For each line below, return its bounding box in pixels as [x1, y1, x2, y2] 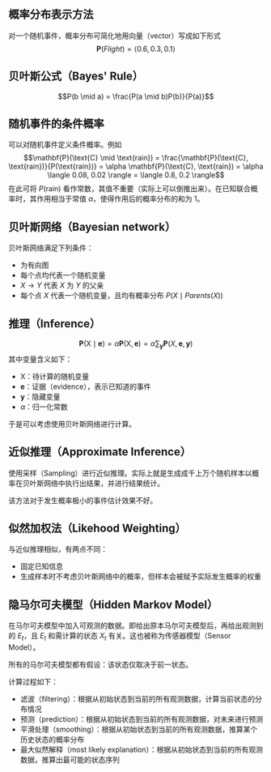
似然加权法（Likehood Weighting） [8, 522, 186, 535]
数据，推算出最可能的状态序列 [19, 755, 120, 765]
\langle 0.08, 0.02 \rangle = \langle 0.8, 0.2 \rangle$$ [47, 170, 225, 180]
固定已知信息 [19, 561, 63, 571]
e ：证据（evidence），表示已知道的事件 [19, 382, 151, 391]
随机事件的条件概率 [8, 117, 104, 131]
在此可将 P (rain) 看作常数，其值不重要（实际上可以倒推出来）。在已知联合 [8, 184, 251, 194]
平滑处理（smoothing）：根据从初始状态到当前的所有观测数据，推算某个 [19, 724, 258, 735]
